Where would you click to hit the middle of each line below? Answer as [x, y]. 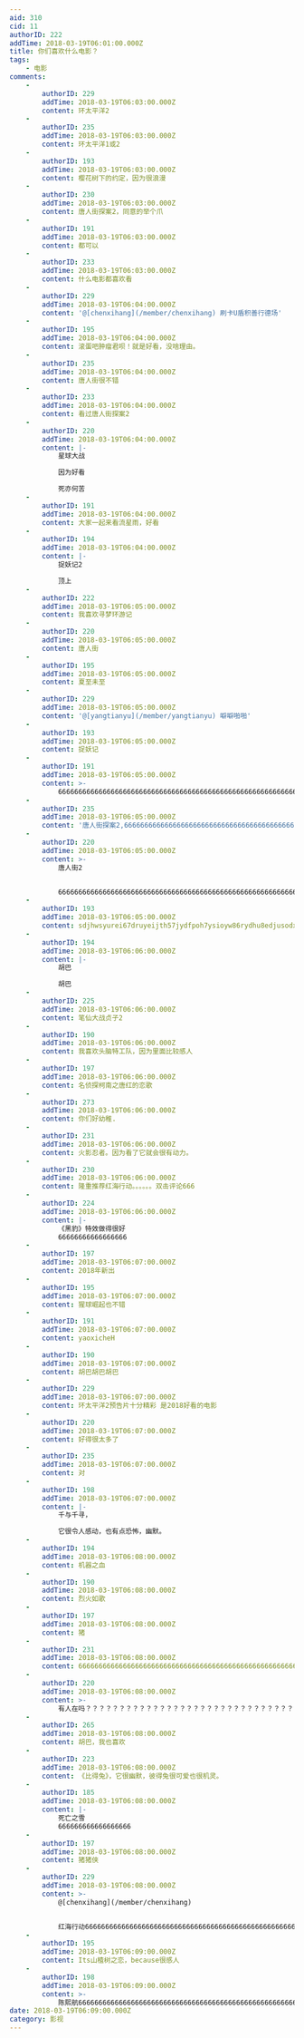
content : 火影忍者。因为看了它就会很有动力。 [117, 1152]
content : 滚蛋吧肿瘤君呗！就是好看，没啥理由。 [121, 346]
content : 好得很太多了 [81, 1439]
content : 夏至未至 [74, 682]
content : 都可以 [71, 246]
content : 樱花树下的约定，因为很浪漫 [104, 178]
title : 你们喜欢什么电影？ [54, 52]
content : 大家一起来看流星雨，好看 [101, 522]
